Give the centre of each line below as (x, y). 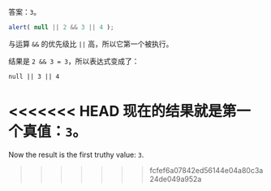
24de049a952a (176, 179)
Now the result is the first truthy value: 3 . (76, 154)
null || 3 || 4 (34, 76)
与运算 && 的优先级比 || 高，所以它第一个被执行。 (91, 44)
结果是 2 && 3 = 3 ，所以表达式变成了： (74, 61)
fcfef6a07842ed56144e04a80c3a (206, 170)
